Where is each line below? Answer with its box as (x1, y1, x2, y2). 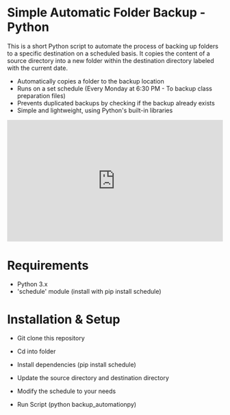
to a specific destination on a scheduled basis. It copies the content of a (7, 49, 210, 58)
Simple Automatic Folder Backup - (7, 5, 206, 21)
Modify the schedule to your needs (16, 387, 116, 395)
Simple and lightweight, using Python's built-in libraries (16, 106, 173, 114)
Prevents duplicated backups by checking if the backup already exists (16, 99, 216, 107)
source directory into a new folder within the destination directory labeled (7, 56, 214, 64)
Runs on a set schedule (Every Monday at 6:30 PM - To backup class (16, 84, 213, 92)
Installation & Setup (7, 312, 120, 327)
